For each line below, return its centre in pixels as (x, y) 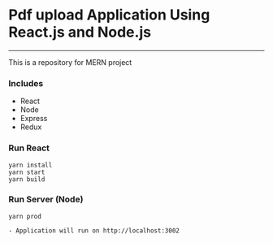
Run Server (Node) (46, 199)
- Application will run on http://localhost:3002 (94, 230)
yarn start (27, 172)
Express (34, 119)
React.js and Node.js (80, 32)
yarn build (27, 179)
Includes (26, 83)
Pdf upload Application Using (109, 15)
